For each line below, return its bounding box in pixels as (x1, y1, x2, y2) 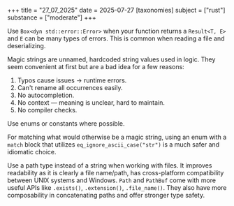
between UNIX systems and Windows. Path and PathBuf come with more (7, 176, 217, 184)
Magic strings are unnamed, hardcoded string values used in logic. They (7, 55, 216, 64)
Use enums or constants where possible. (7, 119, 125, 128)
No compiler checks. (17, 106, 78, 114)
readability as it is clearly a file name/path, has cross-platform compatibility (7, 169, 224, 177)
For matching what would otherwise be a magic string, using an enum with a (7, 133, 227, 141)
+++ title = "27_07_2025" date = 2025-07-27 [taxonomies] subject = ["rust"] (7, 6, 226, 14)
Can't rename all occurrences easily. (17, 84, 123, 91)
